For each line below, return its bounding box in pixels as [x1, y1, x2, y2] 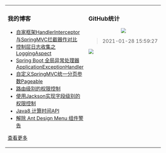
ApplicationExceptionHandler [16, 63, 84, 70]
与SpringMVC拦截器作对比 [16, 36, 78, 43]
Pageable [21, 78, 43, 85]
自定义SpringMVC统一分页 [16, 70, 78, 77]
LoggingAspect [16, 50, 52, 57]
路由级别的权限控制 [16, 85, 61, 92]
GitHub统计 [88, 15, 120, 23]
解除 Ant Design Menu [16, 115, 68, 122]
